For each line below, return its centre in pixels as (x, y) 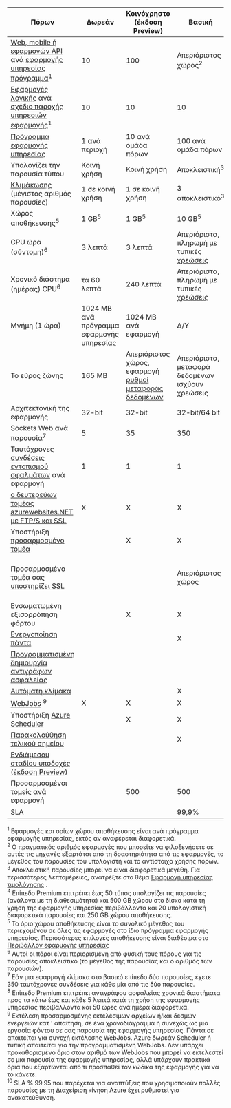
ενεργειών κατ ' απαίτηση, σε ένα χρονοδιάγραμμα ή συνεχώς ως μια (108, 1023)
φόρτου (23, 623)
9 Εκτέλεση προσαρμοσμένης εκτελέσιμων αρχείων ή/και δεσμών (102, 1015)
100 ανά (191, 140)
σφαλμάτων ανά (38, 475)
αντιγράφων (31, 671)
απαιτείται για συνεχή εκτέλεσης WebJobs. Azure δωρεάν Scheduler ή (109, 1037)
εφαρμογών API (37, 51)
